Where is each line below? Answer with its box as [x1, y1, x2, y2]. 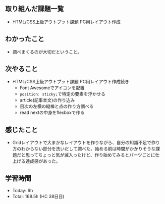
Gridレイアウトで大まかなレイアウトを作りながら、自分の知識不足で [12, 140, 152, 146]
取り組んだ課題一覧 [5, 4, 64, 13]
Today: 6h [12, 188, 33, 194]
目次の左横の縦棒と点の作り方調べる [19, 103, 94, 109]
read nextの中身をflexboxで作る [19, 109, 85, 115]
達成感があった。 [25, 158, 60, 164]
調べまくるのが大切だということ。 [12, 49, 82, 54]
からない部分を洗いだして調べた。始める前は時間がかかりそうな [25, 146, 156, 152]
